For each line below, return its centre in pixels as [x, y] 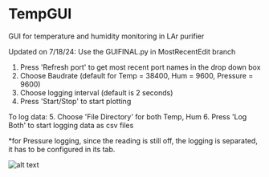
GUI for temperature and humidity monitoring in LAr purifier [106, 36]
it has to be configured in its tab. [62, 149]
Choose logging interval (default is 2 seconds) [96, 92]
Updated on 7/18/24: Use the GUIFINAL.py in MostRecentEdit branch [122, 51]
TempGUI [40, 14]
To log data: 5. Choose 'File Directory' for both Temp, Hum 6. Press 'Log [128, 116]
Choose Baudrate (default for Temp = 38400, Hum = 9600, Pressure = [137, 75]
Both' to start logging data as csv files [71, 125]
